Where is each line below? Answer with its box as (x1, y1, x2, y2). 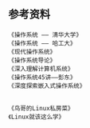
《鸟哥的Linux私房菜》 (8, 104, 74, 112)
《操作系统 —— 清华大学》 (8, 30, 82, 38)
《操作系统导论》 (8, 56, 57, 64)
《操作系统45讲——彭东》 (8, 73, 76, 82)
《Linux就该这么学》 (8, 113, 65, 121)
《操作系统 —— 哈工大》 (8, 39, 76, 47)
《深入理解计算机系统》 (8, 65, 74, 73)
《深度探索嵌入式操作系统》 (8, 82, 86, 90)
